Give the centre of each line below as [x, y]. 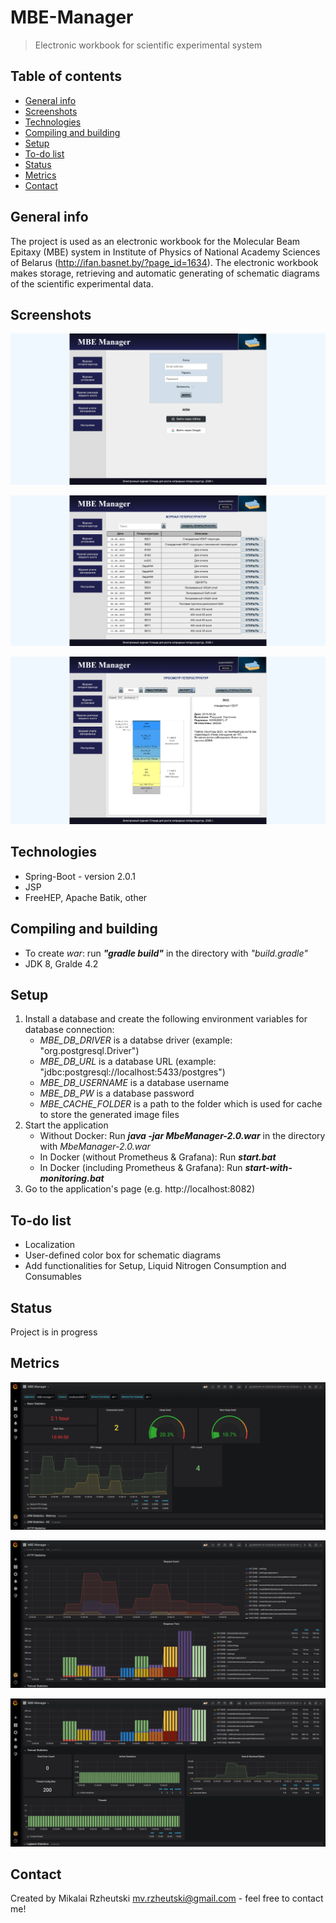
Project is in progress [54, 1332]
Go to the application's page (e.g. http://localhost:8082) [139, 1189]
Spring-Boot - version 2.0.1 [80, 876]
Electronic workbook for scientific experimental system [148, 45]
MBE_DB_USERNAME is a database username [134, 1083]
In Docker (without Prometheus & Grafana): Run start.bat [158, 1157]
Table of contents [66, 76]
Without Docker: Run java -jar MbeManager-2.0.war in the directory [182, 1136]
